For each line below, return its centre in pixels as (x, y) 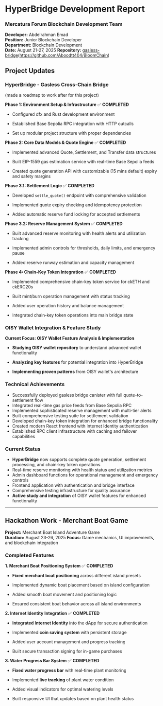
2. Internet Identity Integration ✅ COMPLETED (52, 613)
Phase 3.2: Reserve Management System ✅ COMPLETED (64, 224)
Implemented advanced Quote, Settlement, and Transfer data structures (84, 152)
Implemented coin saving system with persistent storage (69, 633)
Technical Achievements (35, 384)
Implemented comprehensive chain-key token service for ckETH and (81, 282)
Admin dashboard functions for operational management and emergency (85, 475)
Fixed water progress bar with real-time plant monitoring (69, 671)
